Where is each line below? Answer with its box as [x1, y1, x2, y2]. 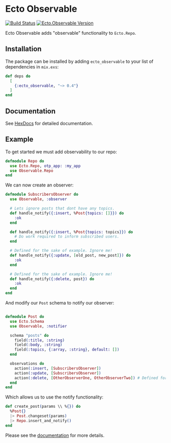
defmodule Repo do [5, 158, 44, 164]
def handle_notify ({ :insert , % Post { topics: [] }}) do [10, 211, 124, 216]
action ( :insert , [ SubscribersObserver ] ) [14, 366, 101, 371]
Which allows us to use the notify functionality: [5, 394, 103, 400]
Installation [5, 44, 42, 54]
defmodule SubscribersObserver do [5, 192, 79, 197]
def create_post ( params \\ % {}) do [5, 404, 81, 409]
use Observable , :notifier [10, 323, 67, 329]
